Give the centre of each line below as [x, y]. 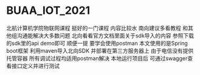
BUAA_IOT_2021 [48, 11]
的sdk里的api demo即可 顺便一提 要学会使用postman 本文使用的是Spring [97, 43]
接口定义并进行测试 [35, 66]
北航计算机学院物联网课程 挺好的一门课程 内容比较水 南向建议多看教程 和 [97, 28]
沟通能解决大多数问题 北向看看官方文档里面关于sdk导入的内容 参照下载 [105, 35]
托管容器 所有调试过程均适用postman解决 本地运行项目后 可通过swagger [97, 58]
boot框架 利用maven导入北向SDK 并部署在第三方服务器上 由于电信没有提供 [100, 51]
